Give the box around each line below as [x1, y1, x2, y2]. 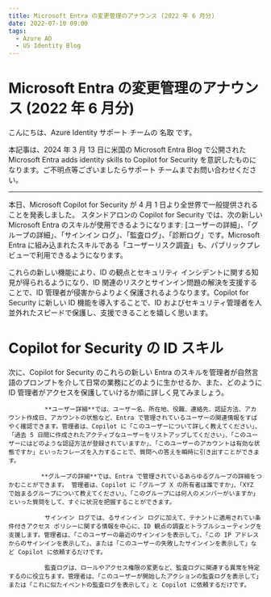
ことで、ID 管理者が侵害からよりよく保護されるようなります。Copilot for [8, 288, 249, 297]
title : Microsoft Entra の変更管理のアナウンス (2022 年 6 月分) [8, 11, 215, 20]
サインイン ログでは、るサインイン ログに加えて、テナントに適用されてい [44, 514, 256, 522]
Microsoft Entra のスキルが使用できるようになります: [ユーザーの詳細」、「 [8, 220, 252, 230]
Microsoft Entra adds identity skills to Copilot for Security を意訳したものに [8, 155, 256, 165]
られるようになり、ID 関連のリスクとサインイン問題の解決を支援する [29, 278, 258, 288]
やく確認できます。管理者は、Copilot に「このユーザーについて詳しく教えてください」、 [8, 423, 261, 431]
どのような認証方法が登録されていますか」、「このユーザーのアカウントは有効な [31, 439, 254, 448]
